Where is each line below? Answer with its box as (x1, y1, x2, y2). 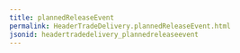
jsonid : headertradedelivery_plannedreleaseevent (9, 30, 200, 39)
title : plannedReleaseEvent (9, 13, 115, 22)
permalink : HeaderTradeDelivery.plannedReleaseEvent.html (9, 22, 231, 31)
